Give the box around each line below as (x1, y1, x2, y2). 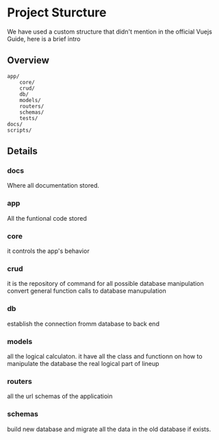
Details (7, 145, 38, 157)
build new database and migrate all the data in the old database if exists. (7, 425, 211, 433)
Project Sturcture (7, 5, 107, 21)
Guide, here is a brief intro (7, 34, 81, 42)
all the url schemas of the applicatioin (7, 392, 113, 400)
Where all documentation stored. (7, 182, 100, 190)
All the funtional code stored (7, 214, 87, 222)
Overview (7, 55, 50, 66)
